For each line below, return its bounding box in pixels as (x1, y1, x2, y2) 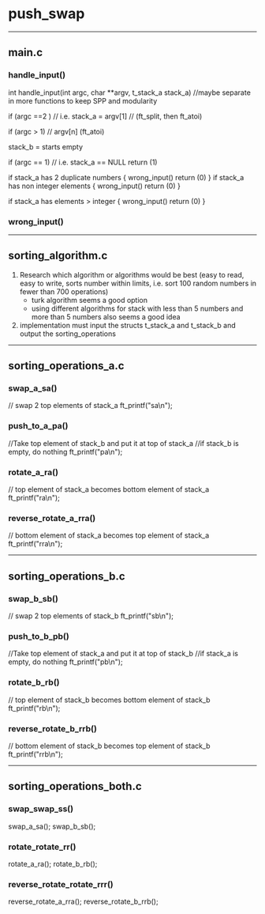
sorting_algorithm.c (8, 249, 108, 262)
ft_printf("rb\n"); (8, 703, 61, 712)
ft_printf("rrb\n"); (8, 749, 63, 759)
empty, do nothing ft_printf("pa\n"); (8, 447, 123, 456)
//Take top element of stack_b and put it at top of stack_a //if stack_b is (8, 438, 239, 448)
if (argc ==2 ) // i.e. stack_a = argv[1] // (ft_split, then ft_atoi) (8, 111, 203, 121)
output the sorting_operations (19, 329, 117, 338)
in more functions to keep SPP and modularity (8, 96, 158, 105)
